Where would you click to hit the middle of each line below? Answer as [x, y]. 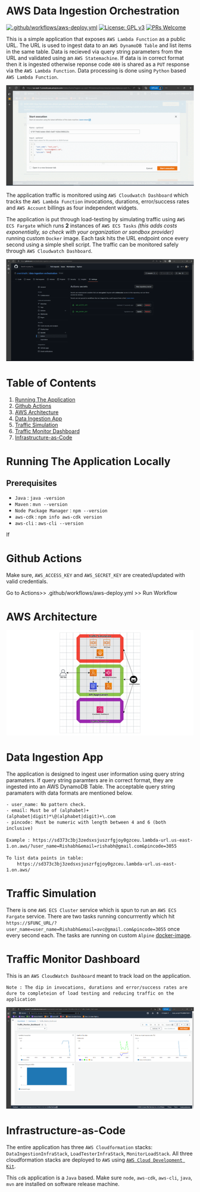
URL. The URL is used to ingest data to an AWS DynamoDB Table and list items [99, 45]
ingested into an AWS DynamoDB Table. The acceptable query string [91, 787]
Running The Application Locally [88, 461]
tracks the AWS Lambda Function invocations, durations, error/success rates [98, 201]
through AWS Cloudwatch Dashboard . [49, 250]
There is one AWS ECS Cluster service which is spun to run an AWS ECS [91, 910]
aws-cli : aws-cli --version [49, 523]
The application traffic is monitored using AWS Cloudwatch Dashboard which [97, 195]
